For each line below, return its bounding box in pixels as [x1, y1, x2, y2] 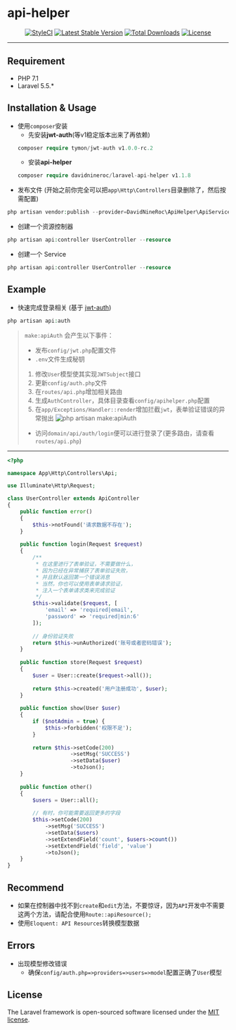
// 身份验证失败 [32, 632, 74, 639]
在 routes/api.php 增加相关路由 [34, 387, 123, 396]
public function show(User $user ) [20, 705, 121, 712]
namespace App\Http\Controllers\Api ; [7, 470, 118, 477]
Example [7, 283, 46, 295]
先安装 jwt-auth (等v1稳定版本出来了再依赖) [27, 130, 151, 139]
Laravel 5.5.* [17, 81, 55, 90]
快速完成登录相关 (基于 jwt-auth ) [17, 303, 112, 312]
